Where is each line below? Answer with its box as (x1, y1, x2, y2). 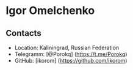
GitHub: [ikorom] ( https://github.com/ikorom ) (14, 57, 128, 64)
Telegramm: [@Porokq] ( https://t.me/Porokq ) (14, 51, 128, 58)
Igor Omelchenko (5, 4, 95, 18)
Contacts (5, 28, 42, 38)
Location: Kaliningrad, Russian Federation (14, 44, 120, 51)
